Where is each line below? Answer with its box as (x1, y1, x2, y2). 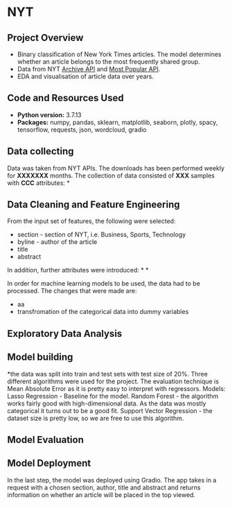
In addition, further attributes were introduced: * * (7, 266, 149, 274)
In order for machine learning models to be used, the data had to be (7, 279, 201, 288)
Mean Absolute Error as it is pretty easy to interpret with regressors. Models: (7, 384, 226, 392)
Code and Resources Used (7, 92, 124, 104)
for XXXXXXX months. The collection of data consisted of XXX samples (7, 171, 215, 180)
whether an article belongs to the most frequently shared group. (17, 58, 201, 66)
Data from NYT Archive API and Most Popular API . (17, 65, 161, 73)
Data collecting (7, 146, 74, 157)
